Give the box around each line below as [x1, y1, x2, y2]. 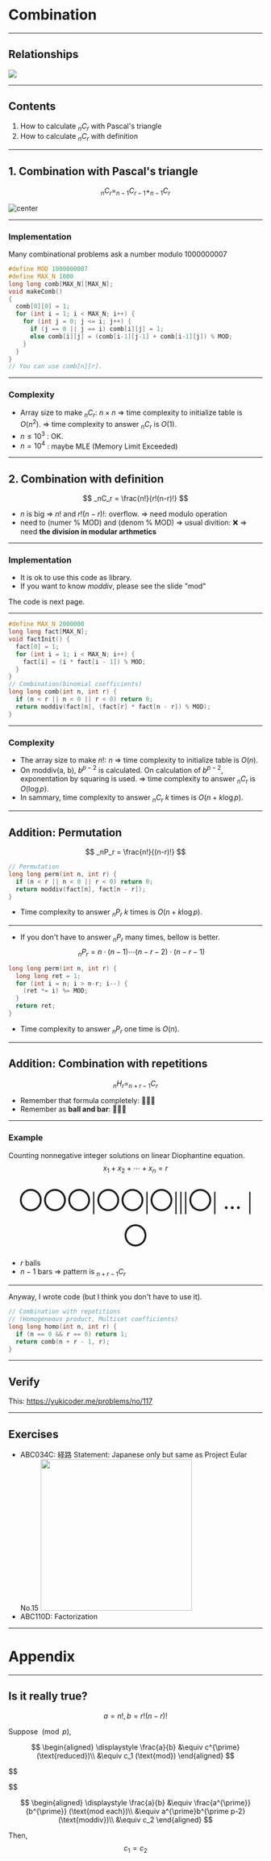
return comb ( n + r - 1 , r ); [15, 1337, 110, 1345]
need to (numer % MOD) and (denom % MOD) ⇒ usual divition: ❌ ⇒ [19, 517, 248, 527]
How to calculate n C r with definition [19, 132, 139, 143]
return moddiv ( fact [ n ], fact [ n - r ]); [15, 885, 147, 893]
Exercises [8, 1427, 59, 1441]
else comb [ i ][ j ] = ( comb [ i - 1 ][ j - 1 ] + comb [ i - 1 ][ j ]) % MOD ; [29, 332, 233, 341]
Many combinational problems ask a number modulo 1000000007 [8, 249, 227, 259]
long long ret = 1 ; [15, 972, 81, 980]
